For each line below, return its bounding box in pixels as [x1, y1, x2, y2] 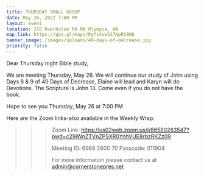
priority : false [6, 43, 47, 49]
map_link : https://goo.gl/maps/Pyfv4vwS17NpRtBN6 [6, 32, 135, 38]
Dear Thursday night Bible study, [6, 59, 89, 67]
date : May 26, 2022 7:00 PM [6, 15, 78, 21]
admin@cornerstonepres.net [51, 163, 124, 170]
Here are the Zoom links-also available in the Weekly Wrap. [6, 114, 155, 122]
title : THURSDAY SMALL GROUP [6, 9, 80, 15]
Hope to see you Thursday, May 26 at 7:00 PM [6, 102, 124, 110]
